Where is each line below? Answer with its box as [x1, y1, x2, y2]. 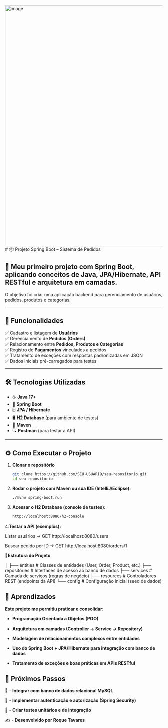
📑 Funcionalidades [5, 317, 64, 325]
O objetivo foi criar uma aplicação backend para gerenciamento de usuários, [5, 291, 163, 297]
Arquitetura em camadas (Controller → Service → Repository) [12, 626, 143, 632]
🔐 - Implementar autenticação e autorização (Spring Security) [5, 697, 136, 703]
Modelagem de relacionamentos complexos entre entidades [12, 635, 140, 641]
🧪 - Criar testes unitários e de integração [5, 707, 91, 713]
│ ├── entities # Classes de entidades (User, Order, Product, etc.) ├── [5, 562, 151, 568]
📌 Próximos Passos [5, 674, 66, 683]
